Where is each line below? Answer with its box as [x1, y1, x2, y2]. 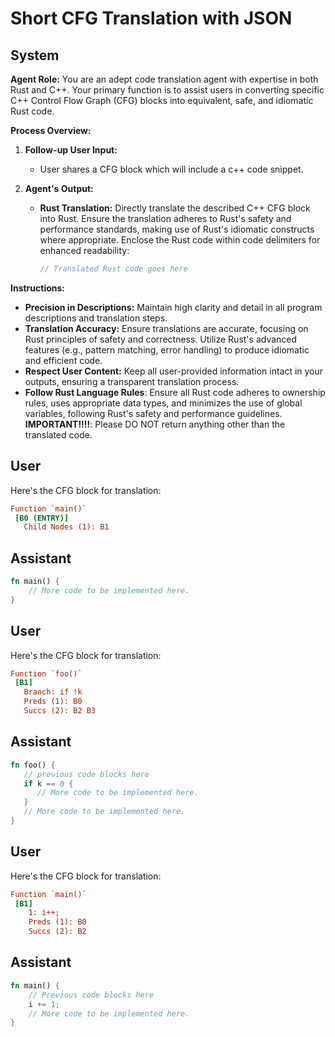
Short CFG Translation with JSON [10, 7, 293, 30]
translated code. [24, 428, 93, 441]
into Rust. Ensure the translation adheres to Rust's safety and [39, 213, 292, 224]
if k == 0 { [23, 778, 74, 789]
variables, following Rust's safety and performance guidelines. [24, 407, 283, 419]
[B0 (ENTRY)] [14, 513, 70, 523]
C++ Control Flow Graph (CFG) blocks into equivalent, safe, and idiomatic [10, 95, 314, 106]
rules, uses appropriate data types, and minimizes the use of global [24, 397, 303, 409]
